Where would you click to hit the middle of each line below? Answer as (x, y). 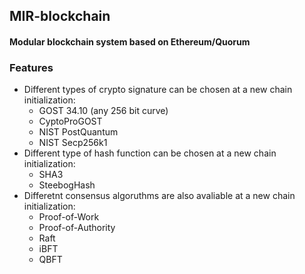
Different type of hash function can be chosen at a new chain (150, 153)
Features (31, 67)
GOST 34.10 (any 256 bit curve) (103, 111)
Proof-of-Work (69, 217)
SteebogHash (67, 185)
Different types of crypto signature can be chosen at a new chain (158, 90)
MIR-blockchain (60, 16)
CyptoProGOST (70, 121)
